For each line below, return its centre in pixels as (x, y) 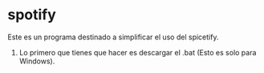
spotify (32, 15)
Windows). (37, 61)
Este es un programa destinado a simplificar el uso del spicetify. (113, 37)
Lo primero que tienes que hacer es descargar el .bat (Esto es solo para (138, 52)
